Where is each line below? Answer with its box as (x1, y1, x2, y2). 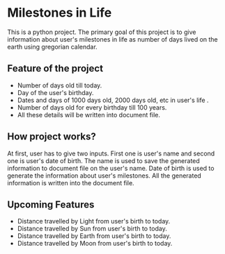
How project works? (7, 130, 96, 143)
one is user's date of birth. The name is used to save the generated (7, 156, 200, 164)
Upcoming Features (7, 198, 95, 210)
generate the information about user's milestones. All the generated (7, 171, 202, 180)
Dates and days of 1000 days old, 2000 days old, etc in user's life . (17, 96, 209, 104)
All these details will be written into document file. (17, 110, 160, 119)
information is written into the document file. (7, 178, 134, 187)
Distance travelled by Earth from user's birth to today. (17, 232, 171, 240)
